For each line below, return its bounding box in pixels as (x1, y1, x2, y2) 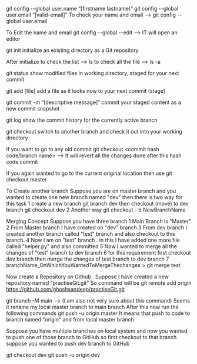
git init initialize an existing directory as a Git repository (6, 47, 139, 54)
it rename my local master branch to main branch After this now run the (6, 304, 179, 310)
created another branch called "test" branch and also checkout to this (6, 230, 175, 237)
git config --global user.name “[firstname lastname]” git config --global (6, 5, 179, 12)
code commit (6, 158, 38, 165)
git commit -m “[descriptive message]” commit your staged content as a (6, 99, 181, 106)
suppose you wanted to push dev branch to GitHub (6, 340, 130, 347)
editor (6, 35, 21, 42)
